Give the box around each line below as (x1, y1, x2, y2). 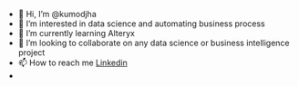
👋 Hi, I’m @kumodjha (17, 9, 98, 19)
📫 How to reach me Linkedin (17, 57, 128, 68)
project (17, 47, 46, 58)
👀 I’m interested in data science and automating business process (17, 18, 266, 29)
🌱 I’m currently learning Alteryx (17, 28, 135, 38)
